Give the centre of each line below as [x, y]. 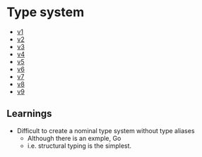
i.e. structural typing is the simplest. [79, 146]
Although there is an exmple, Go [74, 138]
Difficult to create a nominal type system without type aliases [106, 130]
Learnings [29, 114]
